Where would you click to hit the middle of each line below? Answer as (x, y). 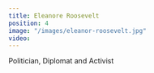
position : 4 (28, 23)
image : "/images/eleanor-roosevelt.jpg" (78, 30)
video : (19, 38)
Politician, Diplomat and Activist (61, 61)
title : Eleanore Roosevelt (54, 16)
